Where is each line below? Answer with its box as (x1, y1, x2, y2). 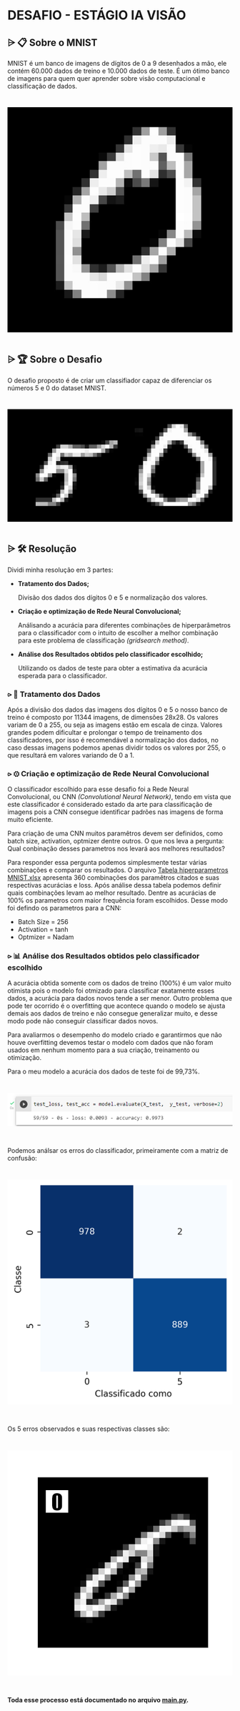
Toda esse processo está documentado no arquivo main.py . (7, 1695, 189, 1704)
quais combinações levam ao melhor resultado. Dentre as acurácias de (7, 888, 216, 897)
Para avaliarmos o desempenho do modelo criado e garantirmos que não (7, 1031, 223, 1039)
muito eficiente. (7, 815, 54, 824)
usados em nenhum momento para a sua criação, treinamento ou (7, 1046, 200, 1054)
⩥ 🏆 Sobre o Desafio (7, 354, 102, 366)
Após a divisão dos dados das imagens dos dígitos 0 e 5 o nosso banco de (7, 705, 228, 714)
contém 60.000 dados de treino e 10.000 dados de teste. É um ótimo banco (7, 66, 230, 75)
